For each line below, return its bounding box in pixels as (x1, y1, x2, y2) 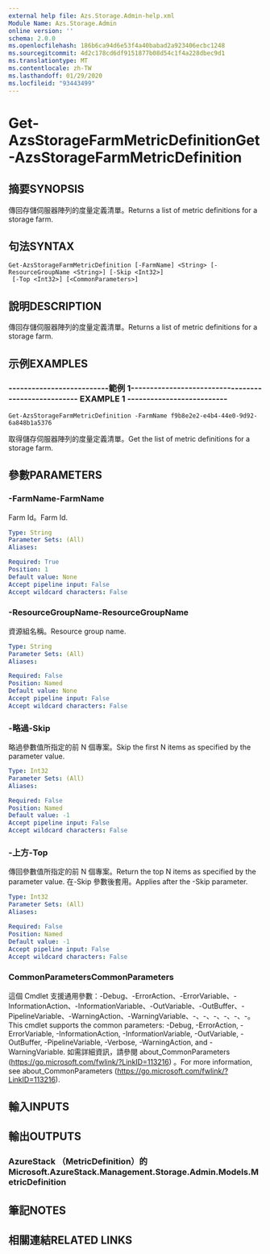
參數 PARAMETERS (8, 468, 102, 482)
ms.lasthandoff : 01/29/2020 (8, 72, 103, 80)
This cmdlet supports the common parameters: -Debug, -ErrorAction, (8, 1020, 239, 1030)
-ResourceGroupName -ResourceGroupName (8, 607, 189, 618)
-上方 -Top (8, 847, 48, 858)
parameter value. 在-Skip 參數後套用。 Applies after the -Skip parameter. (8, 877, 248, 887)
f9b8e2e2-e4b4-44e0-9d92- (170, 412, 258, 420)
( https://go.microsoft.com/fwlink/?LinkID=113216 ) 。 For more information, (8, 1057, 252, 1066)
